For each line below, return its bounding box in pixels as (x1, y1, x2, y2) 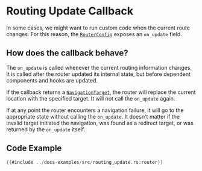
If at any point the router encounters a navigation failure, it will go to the (6, 107, 184, 114)
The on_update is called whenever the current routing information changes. (6, 64, 192, 71)
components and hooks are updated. (6, 76, 98, 84)
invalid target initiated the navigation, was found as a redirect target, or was (6, 119, 194, 126)
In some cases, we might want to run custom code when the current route (6, 24, 190, 31)
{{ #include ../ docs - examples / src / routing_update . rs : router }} (6, 159, 163, 165)
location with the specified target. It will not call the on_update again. (6, 95, 175, 102)
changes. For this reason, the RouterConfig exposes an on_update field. (6, 30, 182, 37)
